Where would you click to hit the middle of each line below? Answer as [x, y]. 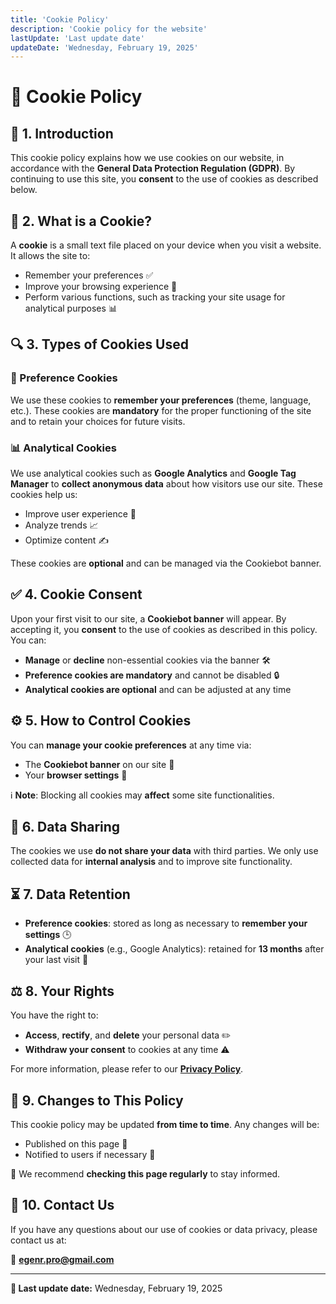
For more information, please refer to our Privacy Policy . [127, 1069]
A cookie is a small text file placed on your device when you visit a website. [166, 245]
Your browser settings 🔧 [76, 775]
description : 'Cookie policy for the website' [109, 29]
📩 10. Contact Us [62, 1205]
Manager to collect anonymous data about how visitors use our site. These [166, 484]
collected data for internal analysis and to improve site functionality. [151, 862]
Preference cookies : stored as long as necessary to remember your [166, 923]
